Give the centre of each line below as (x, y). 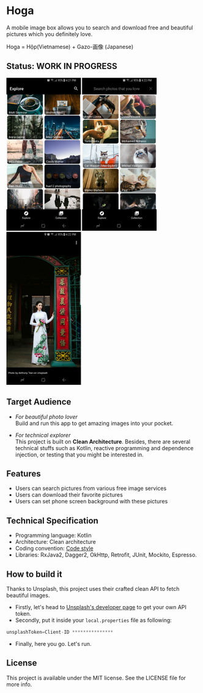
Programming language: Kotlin (53, 535)
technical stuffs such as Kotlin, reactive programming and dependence (104, 448)
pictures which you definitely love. (50, 34)
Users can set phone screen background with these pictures (91, 502)
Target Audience (39, 402)
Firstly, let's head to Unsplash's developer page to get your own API (101, 607)
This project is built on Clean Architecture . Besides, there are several (103, 442)
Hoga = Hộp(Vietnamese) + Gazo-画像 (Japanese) (70, 46)
